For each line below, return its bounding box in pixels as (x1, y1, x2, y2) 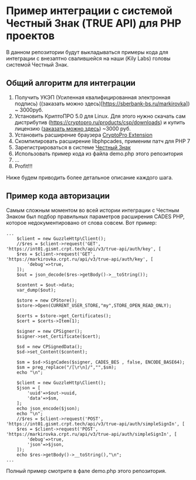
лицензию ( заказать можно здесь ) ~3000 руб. (14, 125, 131, 132)
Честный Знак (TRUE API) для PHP (6, 16, 182, 30)
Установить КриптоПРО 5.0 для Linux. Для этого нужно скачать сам (14, 112, 186, 119)
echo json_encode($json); (16, 405, 80, 411)
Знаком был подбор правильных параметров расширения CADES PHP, (6, 213, 185, 220)
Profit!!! (14, 162, 33, 169)
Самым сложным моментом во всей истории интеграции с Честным (6, 206, 180, 214)
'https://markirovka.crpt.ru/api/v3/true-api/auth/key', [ (6, 256, 154, 262)
